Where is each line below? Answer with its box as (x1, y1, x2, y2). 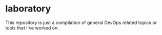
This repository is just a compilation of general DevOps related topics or (5, 19, 157, 25)
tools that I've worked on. (5, 24, 59, 30)
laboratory (5, 3, 51, 14)
